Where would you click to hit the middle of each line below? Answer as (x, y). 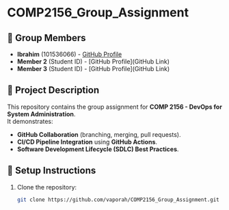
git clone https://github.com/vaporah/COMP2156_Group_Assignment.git (118, 200)
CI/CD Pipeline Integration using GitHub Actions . (87, 142)
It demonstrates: (30, 121)
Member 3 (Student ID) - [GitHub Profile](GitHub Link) (93, 69)
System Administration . (41, 114)
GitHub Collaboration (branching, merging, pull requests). (99, 134)
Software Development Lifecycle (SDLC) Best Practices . (98, 149)
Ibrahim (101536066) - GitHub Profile (69, 54)
